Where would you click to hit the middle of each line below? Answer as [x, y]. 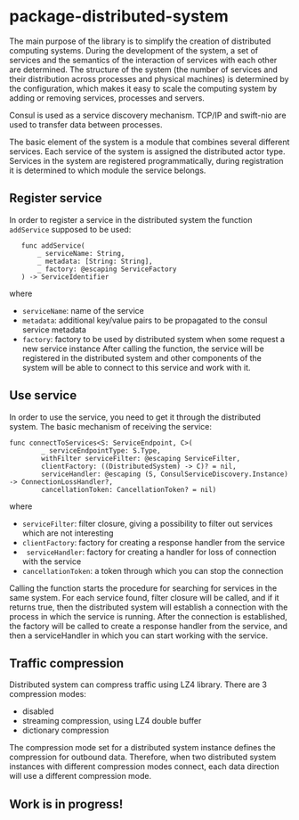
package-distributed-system [119, 16]
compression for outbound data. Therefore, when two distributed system [143, 757]
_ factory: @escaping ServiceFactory [107, 269]
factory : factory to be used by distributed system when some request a [154, 339]
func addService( [53, 246]
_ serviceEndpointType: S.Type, [101, 451]
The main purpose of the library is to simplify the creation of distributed [140, 41]
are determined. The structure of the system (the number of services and [144, 70]
